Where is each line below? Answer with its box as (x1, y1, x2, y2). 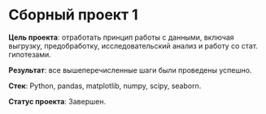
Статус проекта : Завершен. (8, 96, 107, 106)
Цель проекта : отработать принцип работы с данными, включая (8, 32, 234, 42)
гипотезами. (8, 49, 51, 59)
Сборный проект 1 (8, 6, 138, 24)
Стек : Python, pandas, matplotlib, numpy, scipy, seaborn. (8, 81, 202, 91)
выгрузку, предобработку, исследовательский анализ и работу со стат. (8, 40, 259, 50)
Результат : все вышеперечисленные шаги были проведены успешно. (8, 65, 252, 74)
